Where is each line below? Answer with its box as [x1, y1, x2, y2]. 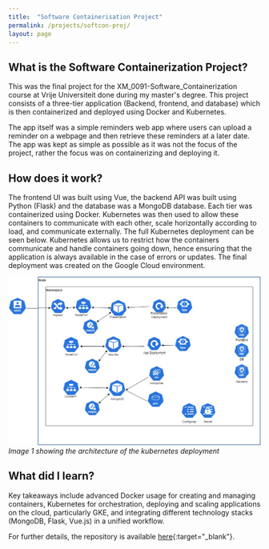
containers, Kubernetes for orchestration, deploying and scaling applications [8, 499, 261, 508]
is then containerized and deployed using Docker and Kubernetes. [8, 107, 227, 117]
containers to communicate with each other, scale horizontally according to [8, 218, 258, 227]
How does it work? [8, 171, 103, 185]
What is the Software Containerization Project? [8, 60, 248, 74]
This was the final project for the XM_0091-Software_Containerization [8, 82, 238, 91]
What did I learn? [8, 469, 94, 483]
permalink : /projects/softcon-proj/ [8, 21, 130, 30]
